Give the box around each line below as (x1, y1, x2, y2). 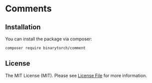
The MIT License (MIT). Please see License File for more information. (5, 73, 147, 79)
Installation (5, 23, 41, 31)
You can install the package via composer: (5, 36, 92, 42)
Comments (5, 3, 52, 14)
